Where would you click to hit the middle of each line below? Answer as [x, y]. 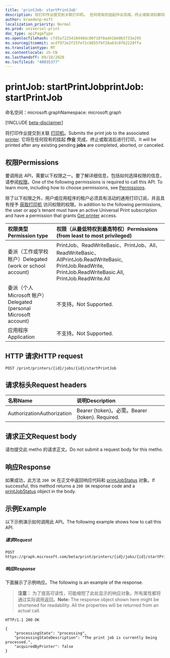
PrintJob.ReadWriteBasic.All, [90, 272]
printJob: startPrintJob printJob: [75, 87]
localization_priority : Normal [38, 24]
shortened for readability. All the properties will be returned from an [88, 605]
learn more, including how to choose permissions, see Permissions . [76, 188]
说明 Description [96, 401]
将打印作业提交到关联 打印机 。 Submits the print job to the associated [77, 133]
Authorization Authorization [40, 413]
